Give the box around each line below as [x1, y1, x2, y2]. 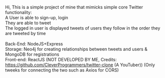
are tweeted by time [5, 31, 46, 36]
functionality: [5, 9, 32, 15]
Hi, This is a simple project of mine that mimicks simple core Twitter [5, 4, 143, 10]
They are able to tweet [5, 20, 51, 26]
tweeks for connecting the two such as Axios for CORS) [5, 67, 119, 73]
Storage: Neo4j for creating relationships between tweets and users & [5, 46, 148, 52]
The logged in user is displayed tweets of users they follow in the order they [5, 25, 161, 31]
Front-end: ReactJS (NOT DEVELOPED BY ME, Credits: [5, 57, 117, 62]
